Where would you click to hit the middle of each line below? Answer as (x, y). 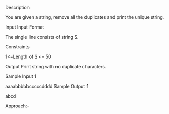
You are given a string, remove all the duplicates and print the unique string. (85, 17)
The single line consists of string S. (42, 37)
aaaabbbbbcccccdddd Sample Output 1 (47, 86)
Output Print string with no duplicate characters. (56, 66)
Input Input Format (25, 27)
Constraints (17, 47)
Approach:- (17, 106)
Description (17, 7)
